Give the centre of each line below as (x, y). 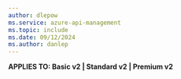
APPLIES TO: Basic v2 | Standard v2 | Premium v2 (90, 66)
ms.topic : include (38, 30)
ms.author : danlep (38, 45)
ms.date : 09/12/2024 (42, 37)
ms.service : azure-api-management (65, 23)
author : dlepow (33, 15)
